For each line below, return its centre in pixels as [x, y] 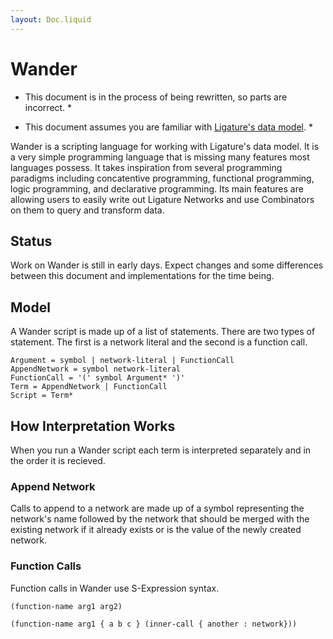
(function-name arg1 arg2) [66, 606]
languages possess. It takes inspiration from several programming [146, 167]
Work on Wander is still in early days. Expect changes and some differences [167, 265]
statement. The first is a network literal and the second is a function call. [159, 342]
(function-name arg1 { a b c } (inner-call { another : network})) [154, 624]
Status [31, 241]
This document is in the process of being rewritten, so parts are [156, 97]
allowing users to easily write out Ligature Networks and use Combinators [162, 199]
